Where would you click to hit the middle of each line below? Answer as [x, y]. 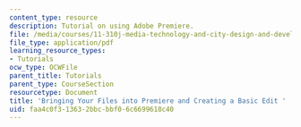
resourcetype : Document [54, 92]
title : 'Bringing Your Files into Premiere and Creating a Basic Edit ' [148, 101]
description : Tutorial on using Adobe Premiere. [102, 26]
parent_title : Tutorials [56, 76]
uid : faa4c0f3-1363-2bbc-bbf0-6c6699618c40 [92, 109]
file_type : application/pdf [62, 42]
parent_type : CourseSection [62, 84]
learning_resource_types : [57, 51]
